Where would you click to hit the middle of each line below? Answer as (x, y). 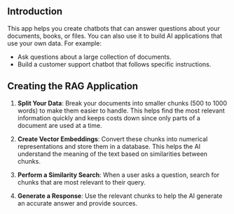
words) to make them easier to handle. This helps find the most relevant (121, 110)
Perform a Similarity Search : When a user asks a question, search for (118, 175)
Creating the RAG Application (73, 86)
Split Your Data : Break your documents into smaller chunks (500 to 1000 (122, 103)
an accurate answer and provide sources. (77, 203)
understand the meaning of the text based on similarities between (112, 154)
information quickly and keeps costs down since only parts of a (109, 117)
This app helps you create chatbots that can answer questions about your (114, 28)
